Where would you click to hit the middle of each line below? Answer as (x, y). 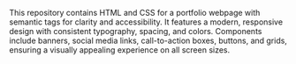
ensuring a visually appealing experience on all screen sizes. (120, 50)
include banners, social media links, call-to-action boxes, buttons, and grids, (148, 40)
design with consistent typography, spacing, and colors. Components (136, 31)
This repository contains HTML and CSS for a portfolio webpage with (135, 13)
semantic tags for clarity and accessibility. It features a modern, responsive (146, 22)
